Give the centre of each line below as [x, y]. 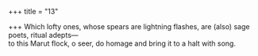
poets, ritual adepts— [43, 35]
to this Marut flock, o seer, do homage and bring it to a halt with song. [122, 43]
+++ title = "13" [33, 11]
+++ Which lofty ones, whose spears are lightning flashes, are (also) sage [129, 26]
